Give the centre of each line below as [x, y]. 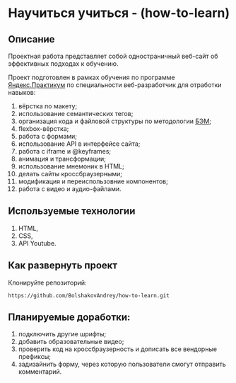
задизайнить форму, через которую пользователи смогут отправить [122, 364]
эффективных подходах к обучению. [63, 64]
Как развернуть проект [63, 266]
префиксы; [35, 357]
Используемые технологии [72, 211]
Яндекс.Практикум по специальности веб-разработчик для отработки [115, 85]
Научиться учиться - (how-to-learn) [119, 13]
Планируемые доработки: [69, 318]
